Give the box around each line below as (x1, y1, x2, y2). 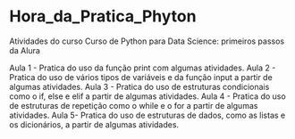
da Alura (9, 45, 40, 55)
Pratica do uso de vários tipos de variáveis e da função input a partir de (9, 71, 273, 82)
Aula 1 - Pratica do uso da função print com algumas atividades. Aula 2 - (9, 62, 276, 73)
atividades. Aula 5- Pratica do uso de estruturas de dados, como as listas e (9, 110, 286, 120)
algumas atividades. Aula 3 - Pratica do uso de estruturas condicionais (9, 81, 270, 92)
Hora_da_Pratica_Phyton (9, 6, 197, 27)
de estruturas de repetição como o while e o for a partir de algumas (9, 100, 258, 110)
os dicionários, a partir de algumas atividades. (9, 119, 180, 130)
